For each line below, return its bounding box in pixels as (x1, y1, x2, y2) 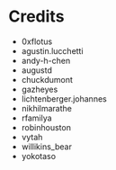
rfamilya (21, 112, 52, 123)
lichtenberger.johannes (21, 93, 107, 104)
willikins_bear (21, 141, 73, 152)
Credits (8, 6, 65, 27)
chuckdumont (21, 74, 74, 85)
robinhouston (21, 121, 71, 132)
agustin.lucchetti (21, 45, 84, 56)
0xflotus (21, 36, 53, 47)
